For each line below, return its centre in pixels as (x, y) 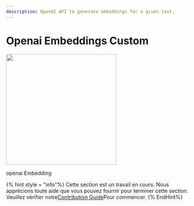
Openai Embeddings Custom (77, 40)
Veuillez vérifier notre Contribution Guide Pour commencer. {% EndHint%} (95, 197)
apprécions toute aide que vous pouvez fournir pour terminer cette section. (97, 191)
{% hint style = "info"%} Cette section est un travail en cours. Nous (88, 184)
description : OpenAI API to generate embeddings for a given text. (91, 12)
